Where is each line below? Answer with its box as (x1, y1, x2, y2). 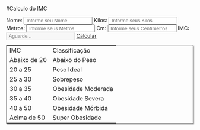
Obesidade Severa (52, 95, 104, 102)
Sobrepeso (52, 75, 84, 83)
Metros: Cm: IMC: (6, 25, 190, 31)
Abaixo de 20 (9, 56, 47, 64)
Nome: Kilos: (6, 17, 108, 24)
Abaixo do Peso (52, 56, 97, 64)
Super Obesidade (52, 113, 102, 122)
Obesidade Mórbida (52, 104, 108, 112)
